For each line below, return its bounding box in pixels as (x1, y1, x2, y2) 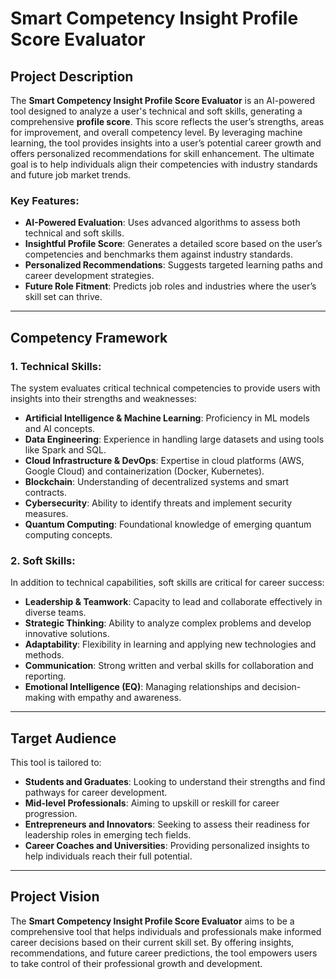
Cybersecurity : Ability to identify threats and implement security (24, 497, 293, 509)
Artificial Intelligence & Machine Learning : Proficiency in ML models (24, 412, 310, 424)
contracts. (24, 486, 68, 498)
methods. (24, 649, 65, 661)
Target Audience (10, 730, 117, 747)
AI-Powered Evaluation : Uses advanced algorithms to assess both (24, 217, 301, 229)
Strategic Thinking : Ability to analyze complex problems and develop (24, 617, 312, 629)
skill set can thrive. (24, 291, 103, 303)
